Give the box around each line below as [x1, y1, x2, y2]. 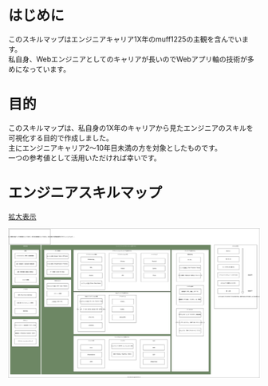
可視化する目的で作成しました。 [8, 132, 113, 143]
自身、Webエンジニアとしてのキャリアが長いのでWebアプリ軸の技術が [14, 54, 247, 64]
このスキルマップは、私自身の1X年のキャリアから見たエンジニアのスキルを [8, 123, 254, 132]
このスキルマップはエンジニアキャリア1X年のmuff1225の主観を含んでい [8, 34, 242, 44]
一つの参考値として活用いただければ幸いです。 [8, 152, 161, 163]
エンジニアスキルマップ [8, 184, 163, 203]
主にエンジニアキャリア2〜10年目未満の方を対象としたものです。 [8, 143, 222, 152]
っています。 [29, 64, 70, 73]
